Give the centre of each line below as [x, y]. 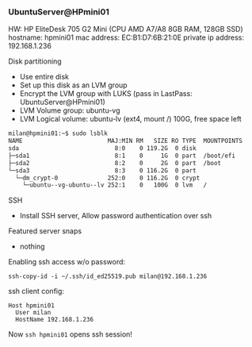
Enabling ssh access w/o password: [67, 262]
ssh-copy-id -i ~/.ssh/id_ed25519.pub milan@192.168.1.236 [108, 276]
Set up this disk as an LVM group [74, 85]
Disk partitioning [35, 61]
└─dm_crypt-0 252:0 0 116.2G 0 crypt [108, 178]
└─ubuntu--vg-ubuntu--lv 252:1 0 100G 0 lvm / [115, 185]
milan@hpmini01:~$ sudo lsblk [58, 133]
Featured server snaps [45, 231]
